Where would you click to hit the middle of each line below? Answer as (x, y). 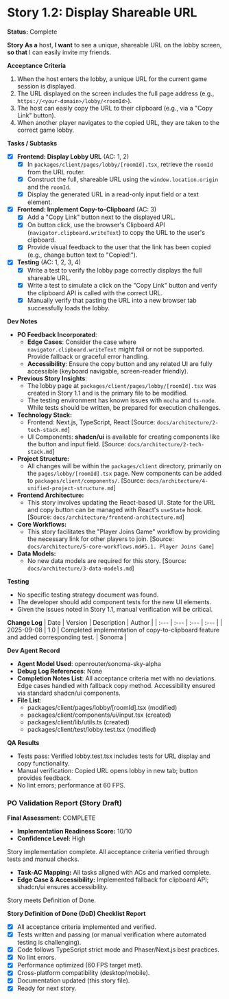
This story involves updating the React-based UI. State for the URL (121, 502)
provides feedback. (44, 778)
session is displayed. (47, 86)
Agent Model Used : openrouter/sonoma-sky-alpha (89, 663)
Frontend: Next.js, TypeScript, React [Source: (91, 422)
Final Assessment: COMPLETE (51, 818)
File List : (29, 700)
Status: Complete (32, 32)
